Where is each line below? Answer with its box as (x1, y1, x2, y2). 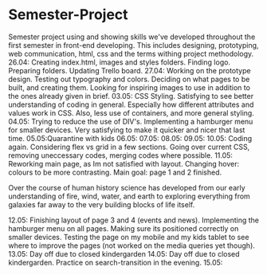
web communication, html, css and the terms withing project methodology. (8, 49, 254, 58)
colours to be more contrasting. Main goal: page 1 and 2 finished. (8, 167, 222, 177)
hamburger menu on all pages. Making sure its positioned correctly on (8, 223, 239, 233)
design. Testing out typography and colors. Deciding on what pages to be (8, 74, 250, 84)
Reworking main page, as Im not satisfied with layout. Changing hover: (8, 159, 240, 168)
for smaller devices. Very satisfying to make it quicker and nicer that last (8, 125, 245, 135)
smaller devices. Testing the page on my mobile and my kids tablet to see (8, 232, 249, 242)
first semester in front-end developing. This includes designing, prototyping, (8, 40, 259, 49)
